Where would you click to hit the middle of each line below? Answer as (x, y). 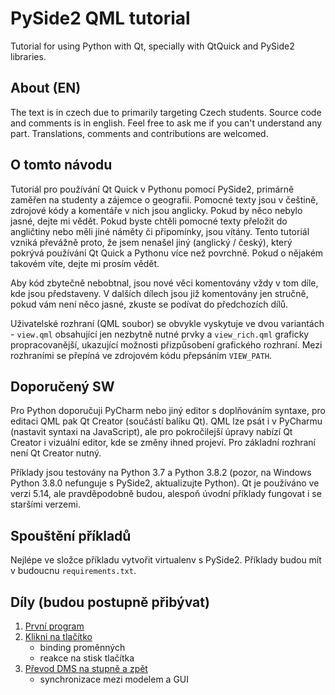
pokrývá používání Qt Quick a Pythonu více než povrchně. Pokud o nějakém (167, 253)
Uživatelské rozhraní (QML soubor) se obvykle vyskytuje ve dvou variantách (167, 323)
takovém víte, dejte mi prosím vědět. (85, 263)
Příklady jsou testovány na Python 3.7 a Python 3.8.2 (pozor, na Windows (161, 473)
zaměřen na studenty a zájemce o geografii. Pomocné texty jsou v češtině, (164, 199)
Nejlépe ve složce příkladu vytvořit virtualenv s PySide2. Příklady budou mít (166, 560)
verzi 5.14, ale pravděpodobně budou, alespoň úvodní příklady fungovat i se (166, 494)
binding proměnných (82, 647)
